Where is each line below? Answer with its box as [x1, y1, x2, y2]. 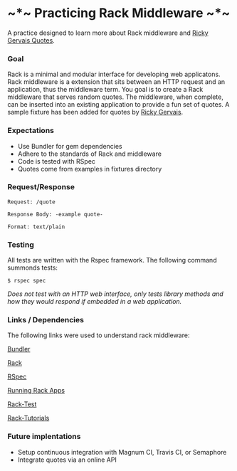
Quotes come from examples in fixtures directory [17, 164, 162, 173]
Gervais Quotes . [7, 36, 55, 44]
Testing [7, 240, 34, 250]
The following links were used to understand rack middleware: [7, 331, 190, 339]
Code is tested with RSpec [17, 157, 96, 165]
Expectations [7, 126, 55, 136]
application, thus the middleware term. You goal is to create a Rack [7, 85, 204, 94]
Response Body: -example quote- [7, 211, 103, 218]
